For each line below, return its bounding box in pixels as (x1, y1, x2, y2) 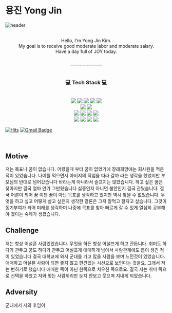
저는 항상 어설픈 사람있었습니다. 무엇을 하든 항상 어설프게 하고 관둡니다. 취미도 (5, 240, 162, 247)
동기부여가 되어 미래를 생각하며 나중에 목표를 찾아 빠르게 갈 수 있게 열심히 (5, 205, 152, 211)
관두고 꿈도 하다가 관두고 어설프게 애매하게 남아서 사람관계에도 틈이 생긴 (14, 247, 159, 253)
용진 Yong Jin (5, 5, 62, 16)
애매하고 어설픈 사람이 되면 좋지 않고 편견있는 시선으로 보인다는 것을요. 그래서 (5, 260, 160, 266)
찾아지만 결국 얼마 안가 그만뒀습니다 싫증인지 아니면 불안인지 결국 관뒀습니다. (5, 186, 159, 192)
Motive (5, 152, 28, 160)
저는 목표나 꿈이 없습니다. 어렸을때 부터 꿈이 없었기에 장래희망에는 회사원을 (5, 166, 155, 172)
